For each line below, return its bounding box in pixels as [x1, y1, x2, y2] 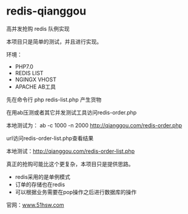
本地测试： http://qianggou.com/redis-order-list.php [6, 147, 135, 155]
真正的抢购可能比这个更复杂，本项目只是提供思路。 [6, 160, 134, 167]
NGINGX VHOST [15, 76, 56, 83]
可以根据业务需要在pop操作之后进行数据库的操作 [15, 188, 137, 195]
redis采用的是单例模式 [15, 173, 71, 180]
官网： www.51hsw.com [6, 201, 64, 209]
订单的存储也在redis [15, 181, 65, 188]
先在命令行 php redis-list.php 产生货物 [6, 96, 102, 103]
